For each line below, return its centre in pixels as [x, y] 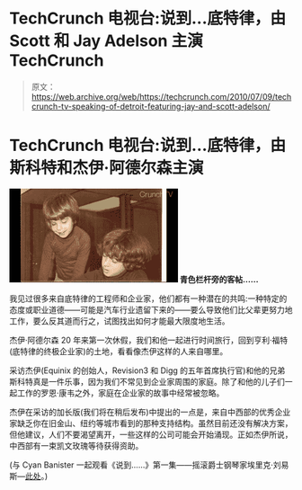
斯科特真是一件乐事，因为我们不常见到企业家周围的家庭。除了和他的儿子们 [147, 381]
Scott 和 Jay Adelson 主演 [107, 41]
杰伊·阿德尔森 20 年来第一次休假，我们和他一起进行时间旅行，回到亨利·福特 [149, 340]
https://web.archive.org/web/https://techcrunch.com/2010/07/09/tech [161, 96]
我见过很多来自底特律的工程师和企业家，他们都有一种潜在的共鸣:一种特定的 [148, 298]
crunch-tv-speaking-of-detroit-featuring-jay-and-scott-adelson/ [151, 106]
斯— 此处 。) [29, 476]
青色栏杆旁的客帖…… [219, 279]
